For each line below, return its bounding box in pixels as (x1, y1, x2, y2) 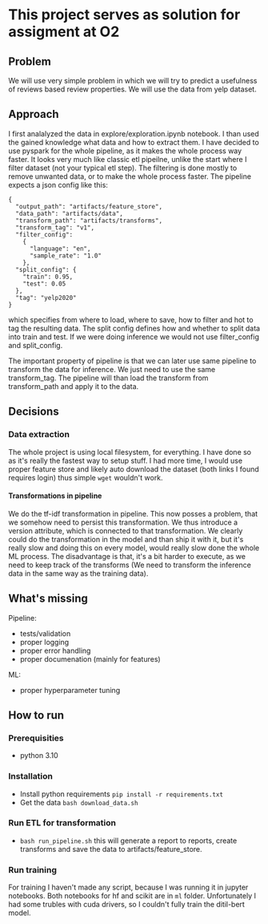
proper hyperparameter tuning (19, 685, 121, 695)
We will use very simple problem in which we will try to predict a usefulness (8, 76, 258, 85)
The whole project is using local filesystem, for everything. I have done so (8, 447, 252, 456)
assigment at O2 (8, 22, 120, 41)
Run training (8, 864, 58, 875)
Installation (8, 771, 54, 782)
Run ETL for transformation (8, 817, 117, 829)
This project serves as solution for (8, 6, 241, 24)
